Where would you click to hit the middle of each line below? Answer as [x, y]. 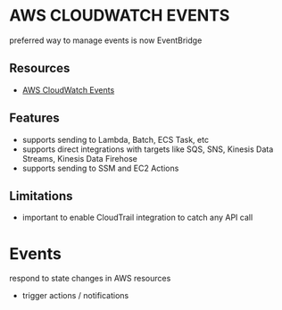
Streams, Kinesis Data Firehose [80, 158]
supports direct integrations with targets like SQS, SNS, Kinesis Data [148, 149]
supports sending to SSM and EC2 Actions [100, 168]
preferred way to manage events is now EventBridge [106, 40]
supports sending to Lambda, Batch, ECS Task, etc [116, 139]
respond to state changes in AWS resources [90, 279]
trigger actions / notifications [75, 296]
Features [34, 118]
